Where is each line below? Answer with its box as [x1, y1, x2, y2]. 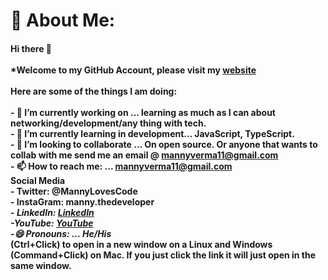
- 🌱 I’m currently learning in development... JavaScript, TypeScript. [10, 127, 295, 139]
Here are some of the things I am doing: [10, 85, 178, 97]
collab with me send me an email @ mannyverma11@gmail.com [10, 149, 279, 161]
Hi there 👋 [10, 42, 52, 54]
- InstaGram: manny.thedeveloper [10, 195, 155, 208]
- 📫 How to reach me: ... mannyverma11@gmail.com [10, 160, 233, 172]
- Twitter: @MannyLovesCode [10, 185, 138, 197]
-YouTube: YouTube [10, 217, 94, 229]
